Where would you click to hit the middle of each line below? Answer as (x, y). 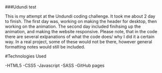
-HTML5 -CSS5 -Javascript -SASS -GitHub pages (55, 65)
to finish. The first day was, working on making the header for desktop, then (81, 21)
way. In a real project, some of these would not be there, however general (79, 42)
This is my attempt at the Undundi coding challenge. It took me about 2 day (80, 16)
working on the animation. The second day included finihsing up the (73, 26)
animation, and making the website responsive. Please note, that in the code (81, 31)
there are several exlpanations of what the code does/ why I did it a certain (80, 36)
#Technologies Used (26, 56)
